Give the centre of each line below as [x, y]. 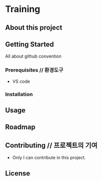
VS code [21, 81]
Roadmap [20, 127]
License [18, 173]
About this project [34, 28]
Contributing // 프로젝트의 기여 [51, 145]
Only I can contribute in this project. [49, 158]
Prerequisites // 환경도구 [34, 70]
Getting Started [30, 44]
